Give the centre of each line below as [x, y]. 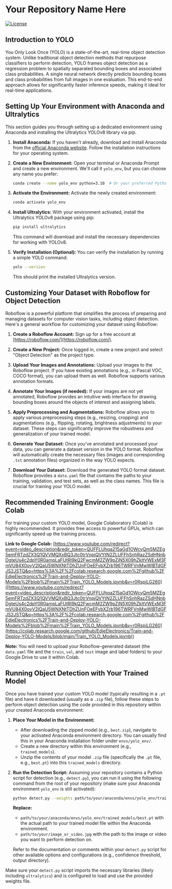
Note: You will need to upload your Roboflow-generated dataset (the [78, 646]
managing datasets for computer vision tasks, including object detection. [82, 318]
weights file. [18, 881]
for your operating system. [41, 153]
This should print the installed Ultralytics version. [64, 277]
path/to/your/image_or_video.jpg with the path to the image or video [93, 834]
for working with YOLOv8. [40, 243]
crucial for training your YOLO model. [52, 486]
